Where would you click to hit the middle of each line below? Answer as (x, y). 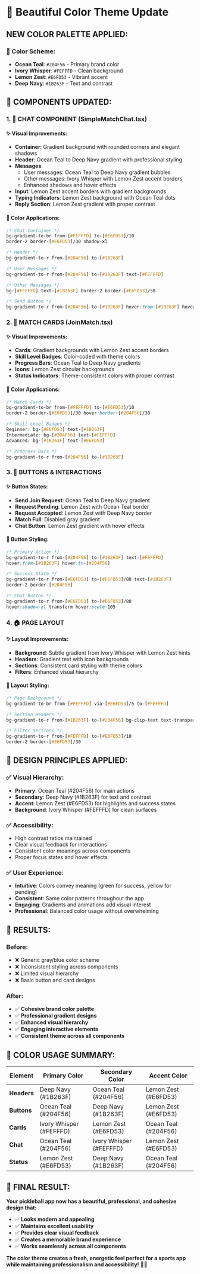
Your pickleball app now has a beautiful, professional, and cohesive (91, 1201)
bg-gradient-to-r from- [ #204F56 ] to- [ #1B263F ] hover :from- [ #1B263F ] (93, 307)
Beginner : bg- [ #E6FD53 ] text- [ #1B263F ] (56, 430)
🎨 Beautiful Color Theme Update (87, 12)
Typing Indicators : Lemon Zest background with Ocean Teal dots (95, 198)
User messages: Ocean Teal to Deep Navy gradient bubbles (97, 172)
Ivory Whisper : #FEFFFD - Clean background (69, 71)
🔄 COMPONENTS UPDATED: (59, 102)
